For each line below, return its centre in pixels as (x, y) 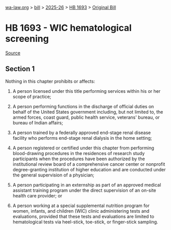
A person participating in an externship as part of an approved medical (87, 185)
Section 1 (20, 69)
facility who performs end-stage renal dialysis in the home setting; (82, 138)
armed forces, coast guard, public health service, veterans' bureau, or (86, 117)
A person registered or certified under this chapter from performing (83, 148)
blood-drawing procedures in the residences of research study (79, 153)
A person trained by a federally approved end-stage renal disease (82, 133)
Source (13, 53)
